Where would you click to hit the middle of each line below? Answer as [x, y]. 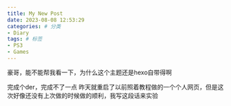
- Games [18, 52]
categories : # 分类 [34, 26]
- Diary [18, 33]
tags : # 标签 [25, 39]
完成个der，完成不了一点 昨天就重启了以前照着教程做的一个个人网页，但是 [112, 87]
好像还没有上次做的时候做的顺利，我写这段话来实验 [86, 95]
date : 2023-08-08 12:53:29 [46, 20]
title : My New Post [35, 13]
